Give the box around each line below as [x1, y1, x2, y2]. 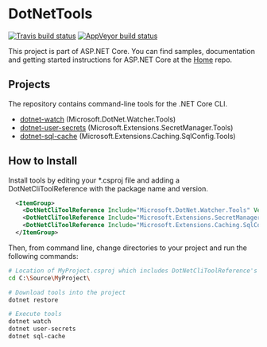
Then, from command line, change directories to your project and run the [8, 243, 248, 253]
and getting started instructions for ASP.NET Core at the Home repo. [8, 55, 233, 64]
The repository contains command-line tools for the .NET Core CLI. [8, 98, 228, 108]
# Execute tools [8, 310, 62, 318]
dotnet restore [8, 295, 59, 304]
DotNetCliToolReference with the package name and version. [8, 183, 209, 193]
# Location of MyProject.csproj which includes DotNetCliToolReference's [8, 267, 258, 275]
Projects [8, 78, 51, 91]
